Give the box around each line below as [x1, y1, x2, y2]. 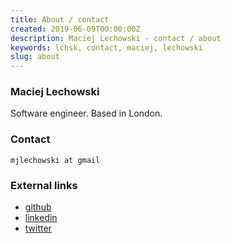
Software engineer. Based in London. [10, 107, 163, 120]
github [24, 201, 52, 213]
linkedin [24, 212, 58, 224]
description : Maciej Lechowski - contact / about [10, 33, 222, 43]
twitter [24, 222, 52, 235]
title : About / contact [10, 14, 110, 25]
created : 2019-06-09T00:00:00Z [10, 24, 141, 34]
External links [10, 178, 78, 192]
